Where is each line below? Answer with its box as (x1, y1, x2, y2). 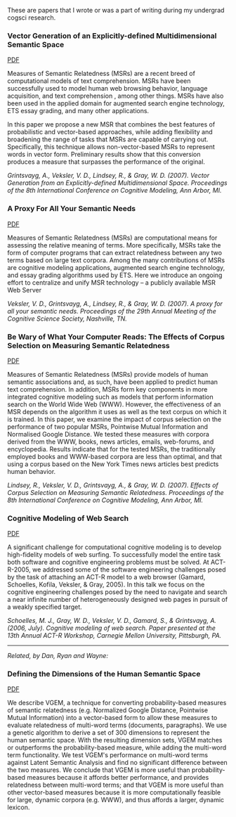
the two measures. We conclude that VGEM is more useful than (7, 766, 191, 774)
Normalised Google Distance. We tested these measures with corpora (7, 430, 209, 438)
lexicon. (7, 803, 30, 811)
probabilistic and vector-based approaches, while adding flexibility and (7, 128, 213, 136)
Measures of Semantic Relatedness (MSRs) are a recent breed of (7, 70, 195, 78)
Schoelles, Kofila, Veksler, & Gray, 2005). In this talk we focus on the (7, 580, 205, 589)
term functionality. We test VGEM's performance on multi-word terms (7, 751, 209, 759)
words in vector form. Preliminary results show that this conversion (7, 150, 202, 159)
